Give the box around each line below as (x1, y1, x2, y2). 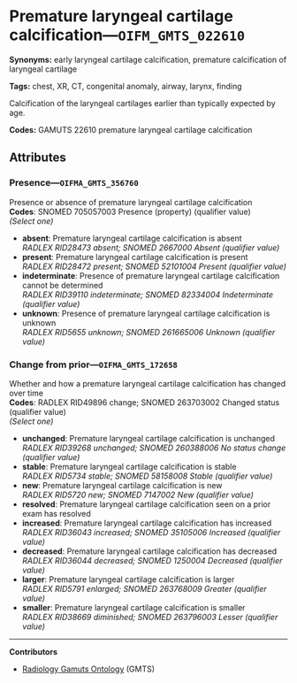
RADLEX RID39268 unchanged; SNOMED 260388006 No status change (21, 442, 286, 453)
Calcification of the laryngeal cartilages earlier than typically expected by (9, 97, 276, 108)
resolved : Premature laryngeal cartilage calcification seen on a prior (21, 498, 271, 510)
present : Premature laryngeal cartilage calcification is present (21, 251, 248, 262)
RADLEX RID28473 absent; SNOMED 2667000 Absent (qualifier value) (21, 242, 280, 253)
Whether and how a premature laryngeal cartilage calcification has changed (9, 378, 286, 388)
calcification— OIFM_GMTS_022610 (9, 25, 246, 45)
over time (9, 388, 44, 398)
